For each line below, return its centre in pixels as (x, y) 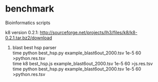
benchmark (30, 9)
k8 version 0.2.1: (22, 32)
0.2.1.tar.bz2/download (29, 38)
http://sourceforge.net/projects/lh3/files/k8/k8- (89, 32)
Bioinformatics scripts (28, 23)
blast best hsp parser (34, 47)
